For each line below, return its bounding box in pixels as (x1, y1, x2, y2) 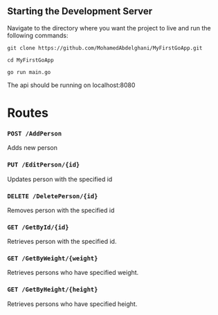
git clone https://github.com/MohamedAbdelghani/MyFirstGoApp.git (7, 44, 203, 51)
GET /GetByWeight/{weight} (7, 255, 98, 262)
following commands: (7, 31, 69, 39)
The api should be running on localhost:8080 (7, 81, 136, 89)
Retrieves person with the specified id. (7, 238, 117, 246)
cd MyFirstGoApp (7, 57, 54, 64)
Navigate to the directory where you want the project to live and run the (7, 23, 211, 32)
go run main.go (7, 68, 51, 75)
